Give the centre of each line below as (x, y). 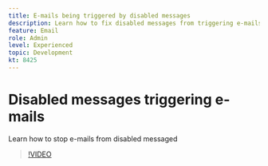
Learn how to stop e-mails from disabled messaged (93, 138)
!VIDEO (39, 154)
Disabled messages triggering (110, 100)
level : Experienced (41, 45)
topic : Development (41, 53)
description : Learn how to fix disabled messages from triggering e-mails (135, 23)
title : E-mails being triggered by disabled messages (100, 16)
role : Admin (28, 38)
